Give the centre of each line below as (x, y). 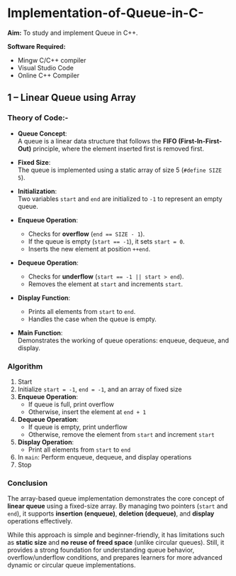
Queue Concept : (42, 134)
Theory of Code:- (38, 118)
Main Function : (40, 332)
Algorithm (25, 366)
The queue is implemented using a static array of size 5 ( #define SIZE (119, 170)
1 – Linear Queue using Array (72, 98)
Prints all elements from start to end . (82, 311)
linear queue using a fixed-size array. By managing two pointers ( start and (118, 506)
